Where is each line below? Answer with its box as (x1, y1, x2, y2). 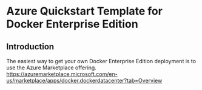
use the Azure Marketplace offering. (6, 64, 97, 71)
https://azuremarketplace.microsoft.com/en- (6, 71, 118, 77)
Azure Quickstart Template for (6, 4, 163, 18)
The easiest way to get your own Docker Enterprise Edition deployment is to (6, 58, 196, 64)
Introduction (6, 41, 55, 52)
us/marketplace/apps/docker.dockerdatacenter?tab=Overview (6, 77, 163, 84)
